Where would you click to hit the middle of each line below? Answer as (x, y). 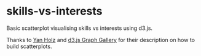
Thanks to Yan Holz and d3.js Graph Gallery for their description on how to (101, 40)
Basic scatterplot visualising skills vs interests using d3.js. (79, 28)
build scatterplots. (29, 46)
